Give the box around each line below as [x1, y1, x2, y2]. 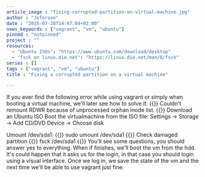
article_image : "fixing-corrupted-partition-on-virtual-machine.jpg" [6, 9, 190, 15]
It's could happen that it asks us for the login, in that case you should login [6, 151, 194, 158]
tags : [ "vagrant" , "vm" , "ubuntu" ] [6, 65, 100, 72]
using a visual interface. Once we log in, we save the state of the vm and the [6, 157, 199, 165]
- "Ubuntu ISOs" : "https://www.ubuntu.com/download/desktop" [12, 49, 171, 55]
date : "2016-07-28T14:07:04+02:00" [6, 20, 100, 26]
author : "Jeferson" [6, 15, 59, 21]
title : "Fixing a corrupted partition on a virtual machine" [6, 71, 168, 78]
